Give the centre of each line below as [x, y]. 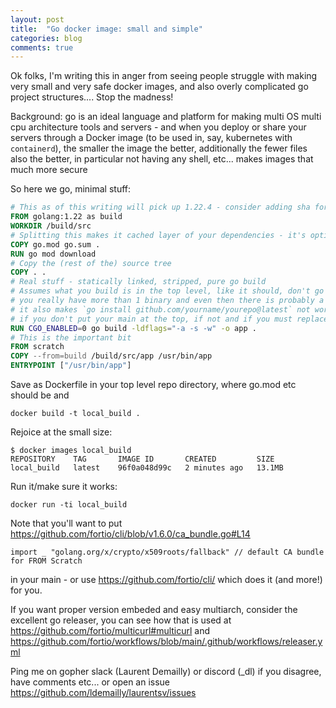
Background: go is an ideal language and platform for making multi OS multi [166, 117]
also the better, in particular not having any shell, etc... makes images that [162, 159]
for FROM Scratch [46, 561]
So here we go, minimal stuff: [71, 189]
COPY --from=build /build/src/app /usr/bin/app [111, 356]
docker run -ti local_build [69, 505]
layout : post [37, 19]
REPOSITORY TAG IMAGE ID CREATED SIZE [142, 459]
